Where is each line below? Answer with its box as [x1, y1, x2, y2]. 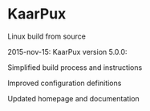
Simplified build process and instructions [7, 62, 143, 72]
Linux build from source [7, 31, 86, 41]
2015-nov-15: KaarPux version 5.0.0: [7, 47, 128, 56]
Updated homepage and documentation [7, 93, 140, 103]
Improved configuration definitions [7, 78, 122, 88]
